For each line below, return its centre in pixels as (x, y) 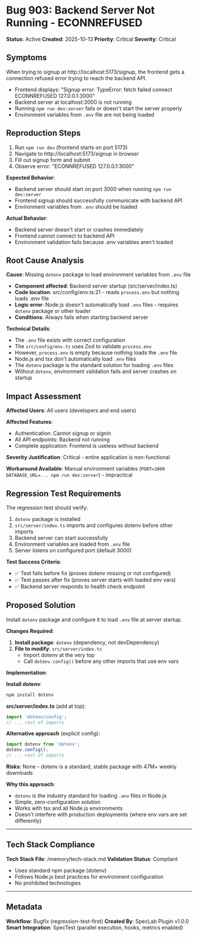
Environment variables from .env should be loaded (76, 206)
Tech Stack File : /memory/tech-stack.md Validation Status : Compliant (92, 859)
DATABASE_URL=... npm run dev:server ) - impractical (69, 475)
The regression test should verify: (47, 508)
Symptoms (27, 57)
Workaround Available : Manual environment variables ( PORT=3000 (85, 468)
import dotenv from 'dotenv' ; (43, 744)
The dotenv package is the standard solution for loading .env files (94, 365)
